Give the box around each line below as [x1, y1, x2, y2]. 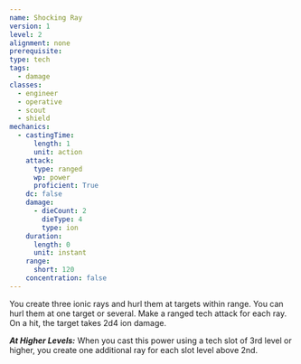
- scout [17, 106, 47, 115]
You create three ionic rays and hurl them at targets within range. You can [9, 298, 284, 309]
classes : [9, 80, 42, 89]
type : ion [42, 223, 79, 232]
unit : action [33, 147, 83, 156]
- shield [17, 114, 51, 123]
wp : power [33, 173, 71, 182]
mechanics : [9, 123, 51, 132]
